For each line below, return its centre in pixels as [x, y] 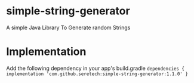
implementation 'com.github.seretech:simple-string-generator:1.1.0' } [97, 74]
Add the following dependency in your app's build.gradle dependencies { [96, 68]
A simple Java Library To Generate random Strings [68, 27]
